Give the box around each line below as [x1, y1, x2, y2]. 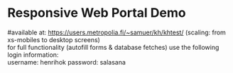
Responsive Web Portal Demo [7, 5, 186, 21]
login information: [7, 51, 59, 59]
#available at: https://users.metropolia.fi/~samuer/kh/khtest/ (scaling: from [7, 28, 226, 36]
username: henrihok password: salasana [7, 58, 126, 66]
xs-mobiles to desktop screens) [7, 35, 101, 44]
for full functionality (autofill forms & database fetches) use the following [7, 43, 220, 51]
